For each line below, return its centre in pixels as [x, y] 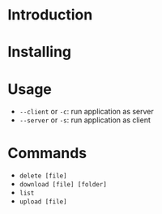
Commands [47, 153]
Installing [40, 52]
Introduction [50, 15]
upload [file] [43, 202]
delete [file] [43, 176]
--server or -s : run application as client [85, 120]
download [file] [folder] [63, 185]
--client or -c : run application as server [87, 112]
